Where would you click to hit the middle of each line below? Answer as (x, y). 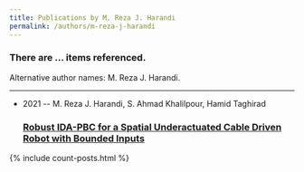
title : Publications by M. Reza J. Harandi (93, 18)
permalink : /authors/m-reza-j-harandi (82, 26)
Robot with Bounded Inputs (83, 139)
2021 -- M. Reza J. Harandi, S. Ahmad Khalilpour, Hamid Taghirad (144, 103)
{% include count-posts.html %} (69, 158)
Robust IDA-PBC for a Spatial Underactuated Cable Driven (152, 127)
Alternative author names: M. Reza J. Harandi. (95, 77)
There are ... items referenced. (78, 58)
